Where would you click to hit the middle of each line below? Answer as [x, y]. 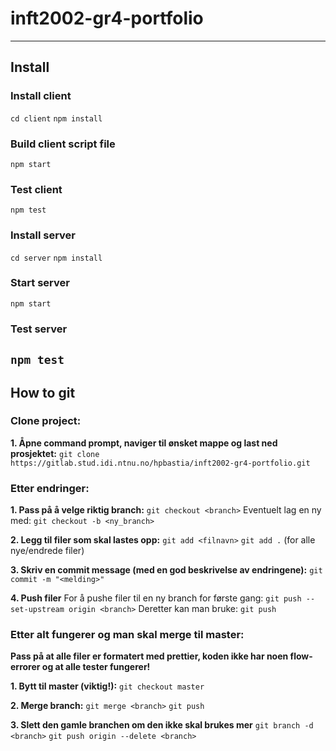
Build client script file [63, 144]
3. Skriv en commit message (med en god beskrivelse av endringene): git [166, 570]
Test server [39, 329]
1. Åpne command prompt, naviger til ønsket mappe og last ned [144, 443]
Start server [40, 283]
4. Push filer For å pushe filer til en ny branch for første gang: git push [156, 598]
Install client [41, 96]
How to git [43, 392]
